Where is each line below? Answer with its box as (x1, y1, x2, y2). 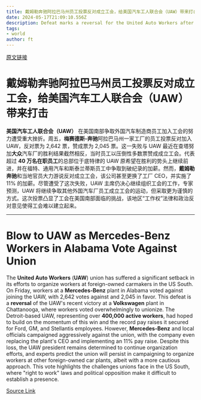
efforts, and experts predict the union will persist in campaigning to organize (6, 350, 194, 357)
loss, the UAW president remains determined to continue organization (6, 344, 178, 351)
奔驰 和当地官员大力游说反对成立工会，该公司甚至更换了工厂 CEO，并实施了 (6, 172, 192, 179)
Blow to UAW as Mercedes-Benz (6, 229, 170, 242)
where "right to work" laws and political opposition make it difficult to (6, 369, 176, 376)
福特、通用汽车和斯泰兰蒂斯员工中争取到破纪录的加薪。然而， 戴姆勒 (26, 165, 195, 172)
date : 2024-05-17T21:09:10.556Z (6, 14, 87, 20)
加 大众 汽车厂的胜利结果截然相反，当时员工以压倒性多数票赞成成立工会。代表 (6, 150, 195, 157)
